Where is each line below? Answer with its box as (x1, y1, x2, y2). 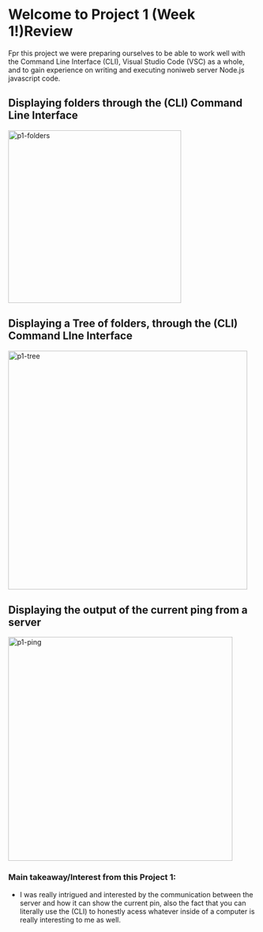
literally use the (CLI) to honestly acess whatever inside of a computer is (19, 906, 255, 916)
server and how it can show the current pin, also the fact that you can (19, 898, 246, 908)
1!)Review (8, 22, 73, 40)
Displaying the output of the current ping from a (8, 603, 248, 616)
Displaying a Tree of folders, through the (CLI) (8, 317, 239, 331)
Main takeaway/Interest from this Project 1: (8, 872, 176, 883)
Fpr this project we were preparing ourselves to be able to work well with (8, 48, 246, 58)
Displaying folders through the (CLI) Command (8, 96, 243, 110)
